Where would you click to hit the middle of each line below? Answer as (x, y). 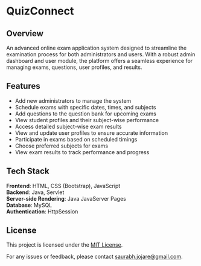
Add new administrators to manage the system (73, 100)
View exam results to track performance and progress (82, 152)
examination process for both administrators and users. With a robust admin (101, 54)
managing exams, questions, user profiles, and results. (74, 67)
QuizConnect (40, 11)
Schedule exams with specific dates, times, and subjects (85, 107)
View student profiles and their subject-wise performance (87, 120)
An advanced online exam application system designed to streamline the (97, 48)
